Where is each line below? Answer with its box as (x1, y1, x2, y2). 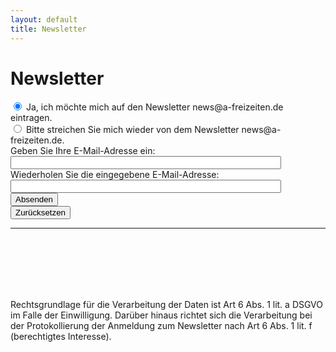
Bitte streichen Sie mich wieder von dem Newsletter (25, 124, 240, 136)
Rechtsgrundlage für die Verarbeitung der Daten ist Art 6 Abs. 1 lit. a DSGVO (10, 299, 324, 311)
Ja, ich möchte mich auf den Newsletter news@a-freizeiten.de (25, 101, 284, 113)
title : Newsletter (10, 24, 87, 34)
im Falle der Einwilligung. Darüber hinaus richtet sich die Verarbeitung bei (10, 309, 313, 321)
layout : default (10, 14, 78, 25)
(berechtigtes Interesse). (10, 331, 112, 343)
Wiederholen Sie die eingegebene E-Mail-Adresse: (10, 169, 220, 181)
